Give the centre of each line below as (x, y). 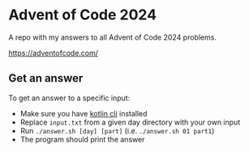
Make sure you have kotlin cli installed (84, 113)
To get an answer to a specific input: (69, 98)
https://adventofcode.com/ (54, 53)
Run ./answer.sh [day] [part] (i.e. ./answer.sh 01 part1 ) (117, 130)
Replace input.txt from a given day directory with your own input (130, 122)
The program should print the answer (82, 139)
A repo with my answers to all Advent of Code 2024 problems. (113, 37)
